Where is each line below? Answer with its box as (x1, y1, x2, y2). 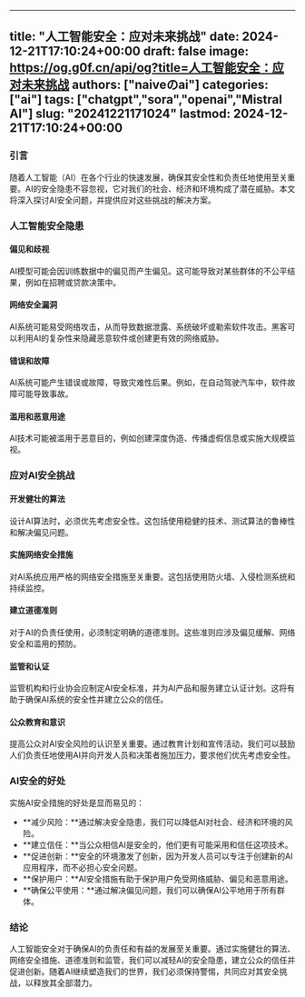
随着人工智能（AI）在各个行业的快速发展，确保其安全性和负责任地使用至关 (9, 172, 288, 183)
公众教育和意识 (9, 716, 65, 727)
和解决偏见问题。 (9, 526, 74, 537)
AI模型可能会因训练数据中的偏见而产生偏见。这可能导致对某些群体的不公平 (9, 265, 288, 276)
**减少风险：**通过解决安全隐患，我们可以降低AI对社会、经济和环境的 (22, 816, 286, 827)
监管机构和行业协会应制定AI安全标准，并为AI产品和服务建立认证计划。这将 (9, 683, 288, 693)
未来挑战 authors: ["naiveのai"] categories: (21, 77, 270, 93)
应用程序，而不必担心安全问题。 (22, 862, 143, 872)
